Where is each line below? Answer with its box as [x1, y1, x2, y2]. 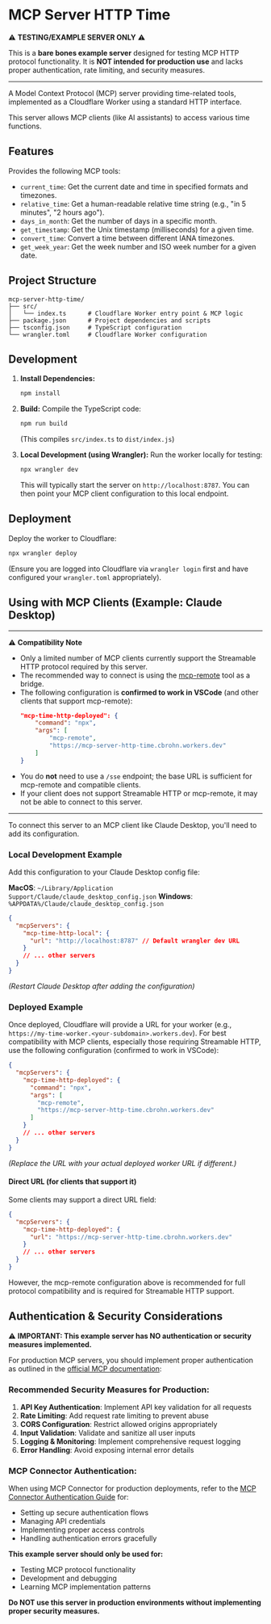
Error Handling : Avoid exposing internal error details [19, 1446, 194, 1455]
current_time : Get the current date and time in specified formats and [19, 182, 248, 191]
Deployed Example [8, 1001, 83, 1013]
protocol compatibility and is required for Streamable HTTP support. [8, 1286, 235, 1295]
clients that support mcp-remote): [19, 696, 133, 706]
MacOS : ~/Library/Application [8, 883, 114, 892]
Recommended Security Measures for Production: [8, 1383, 210, 1395]
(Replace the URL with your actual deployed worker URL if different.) [8, 1158, 237, 1168]
